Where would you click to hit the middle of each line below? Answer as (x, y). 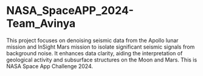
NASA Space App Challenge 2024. (50, 66)
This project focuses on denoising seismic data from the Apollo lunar (92, 40)
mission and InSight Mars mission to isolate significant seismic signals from (101, 47)
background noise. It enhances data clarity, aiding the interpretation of (95, 53)
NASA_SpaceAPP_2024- (70, 11)
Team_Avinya (41, 23)
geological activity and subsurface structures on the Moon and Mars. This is (102, 60)
